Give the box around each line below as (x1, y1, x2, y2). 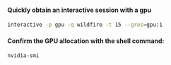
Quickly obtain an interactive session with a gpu (7, 6, 152, 14)
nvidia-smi (7, 52, 40, 59)
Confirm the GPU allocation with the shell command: (7, 36, 165, 45)
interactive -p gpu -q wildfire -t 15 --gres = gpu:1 (7, 21, 163, 28)
